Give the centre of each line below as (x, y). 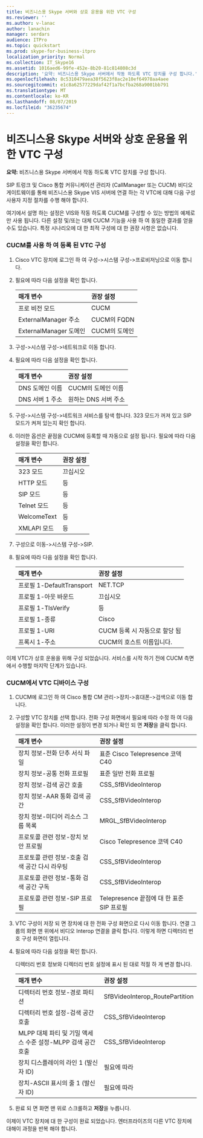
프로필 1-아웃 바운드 (46, 596)
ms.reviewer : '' (27, 18)
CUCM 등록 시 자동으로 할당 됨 (140, 631)
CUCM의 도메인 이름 (96, 388)
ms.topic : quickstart (34, 46)
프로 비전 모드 (37, 308)
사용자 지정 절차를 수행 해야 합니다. (47, 200)
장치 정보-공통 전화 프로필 (53, 773)
